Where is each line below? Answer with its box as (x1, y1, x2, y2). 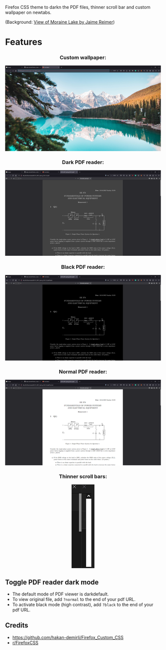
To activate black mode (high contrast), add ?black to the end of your (12, 601, 154, 607)
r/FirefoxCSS (12, 640, 39, 646)
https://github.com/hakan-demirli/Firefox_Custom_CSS (12, 634, 124, 640)
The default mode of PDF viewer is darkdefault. (12, 591, 109, 597)
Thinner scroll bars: (59, 473, 107, 480)
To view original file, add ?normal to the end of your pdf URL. (12, 596, 136, 602)
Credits (5, 621, 29, 630)
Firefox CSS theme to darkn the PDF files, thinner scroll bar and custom (5, 4, 151, 10)
